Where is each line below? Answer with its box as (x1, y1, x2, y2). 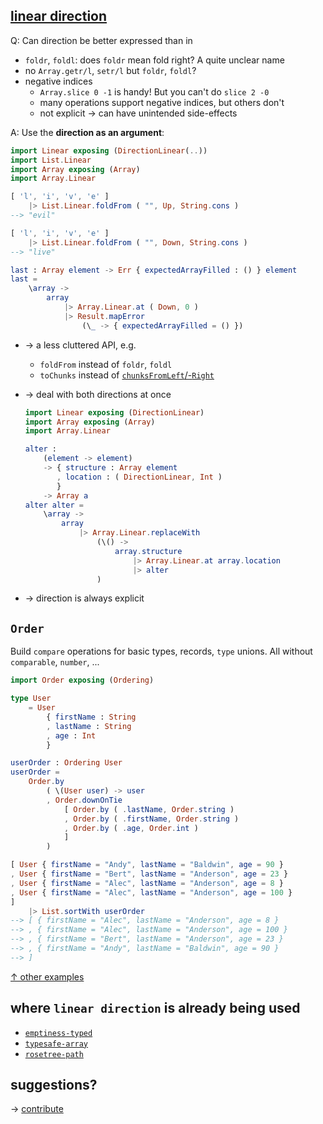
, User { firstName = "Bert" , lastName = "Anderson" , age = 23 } (10, 869, 289, 879)
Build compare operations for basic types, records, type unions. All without (10, 645, 313, 658)
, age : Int (46, 730, 97, 741)
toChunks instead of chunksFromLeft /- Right (39, 369, 215, 381)
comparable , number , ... (10, 656, 100, 668)
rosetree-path (24, 1049, 84, 1059)
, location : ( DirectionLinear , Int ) (56, 472, 223, 482)
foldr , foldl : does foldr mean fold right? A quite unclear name (24, 54, 285, 66)
